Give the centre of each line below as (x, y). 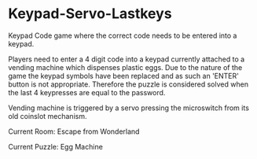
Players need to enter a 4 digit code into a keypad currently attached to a (127, 59)
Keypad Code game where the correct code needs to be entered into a (123, 35)
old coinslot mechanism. (48, 116)
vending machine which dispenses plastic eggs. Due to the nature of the (125, 67)
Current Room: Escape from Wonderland (74, 131)
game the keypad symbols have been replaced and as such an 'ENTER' (124, 76)
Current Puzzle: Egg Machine (56, 146)
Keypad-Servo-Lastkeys (90, 14)
